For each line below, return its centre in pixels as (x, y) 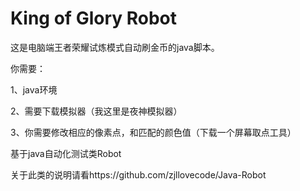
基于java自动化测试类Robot (66, 153)
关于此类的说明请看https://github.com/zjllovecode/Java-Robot (138, 174)
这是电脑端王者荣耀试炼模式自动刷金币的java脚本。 (115, 47)
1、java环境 (34, 89)
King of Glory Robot (94, 18)
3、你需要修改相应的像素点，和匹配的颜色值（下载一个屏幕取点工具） (153, 132)
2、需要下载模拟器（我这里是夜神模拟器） (96, 111)
